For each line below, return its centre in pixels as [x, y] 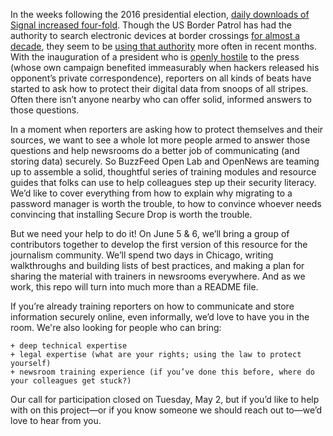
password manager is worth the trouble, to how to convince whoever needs [166, 203]
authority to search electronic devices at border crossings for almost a [155, 35]
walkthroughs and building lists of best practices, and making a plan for [157, 265]
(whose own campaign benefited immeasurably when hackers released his [165, 67]
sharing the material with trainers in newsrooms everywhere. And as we [158, 276]
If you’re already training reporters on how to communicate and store [152, 306]
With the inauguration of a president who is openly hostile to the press [155, 57]
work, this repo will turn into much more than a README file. [134, 287]
